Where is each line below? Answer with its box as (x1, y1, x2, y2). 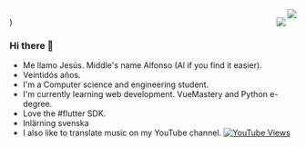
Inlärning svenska (22, 118, 89, 129)
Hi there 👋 (9, 39, 55, 52)
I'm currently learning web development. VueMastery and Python (22, 89, 269, 100)
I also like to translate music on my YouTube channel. (22, 127, 221, 139)
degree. (22, 99, 53, 110)
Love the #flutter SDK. (22, 108, 107, 119)
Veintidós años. (22, 70, 81, 81)
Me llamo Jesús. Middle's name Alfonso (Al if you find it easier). (22, 60, 262, 71)
